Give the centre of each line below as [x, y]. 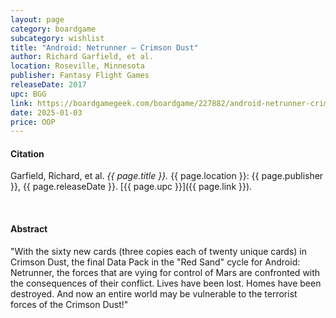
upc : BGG [28, 94]
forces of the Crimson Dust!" [69, 304]
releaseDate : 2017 [48, 85]
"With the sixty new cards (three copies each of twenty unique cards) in [158, 251]
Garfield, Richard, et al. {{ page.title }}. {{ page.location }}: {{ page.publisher [167, 176]
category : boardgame [53, 29]
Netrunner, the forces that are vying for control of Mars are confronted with [165, 272]
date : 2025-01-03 [46, 112]
